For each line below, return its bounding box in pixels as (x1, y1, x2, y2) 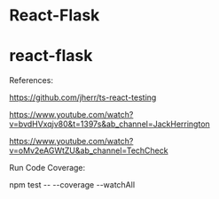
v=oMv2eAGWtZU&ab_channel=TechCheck (9, 145, 168, 156)
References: (9, 75, 53, 86)
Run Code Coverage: (9, 163, 86, 173)
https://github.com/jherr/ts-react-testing (9, 92, 157, 103)
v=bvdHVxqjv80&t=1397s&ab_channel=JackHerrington (9, 119, 210, 129)
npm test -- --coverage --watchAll (9, 180, 136, 190)
